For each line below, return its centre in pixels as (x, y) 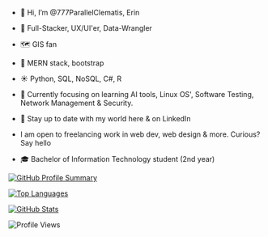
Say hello (35, 143)
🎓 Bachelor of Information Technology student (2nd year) (117, 159)
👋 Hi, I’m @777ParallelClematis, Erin (80, 13)
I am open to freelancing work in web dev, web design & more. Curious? (140, 134)
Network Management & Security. (77, 103)
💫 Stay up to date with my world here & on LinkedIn (105, 118)
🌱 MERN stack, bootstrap (62, 63)
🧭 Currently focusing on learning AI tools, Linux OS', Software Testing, (137, 94)
